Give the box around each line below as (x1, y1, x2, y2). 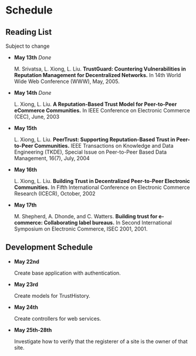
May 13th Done (13, 54, 52, 61)
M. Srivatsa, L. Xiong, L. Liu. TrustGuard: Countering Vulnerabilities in (13, 65, 186, 72)
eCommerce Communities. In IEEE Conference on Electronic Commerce (13, 107, 190, 114)
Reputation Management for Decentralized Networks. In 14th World (13, 72, 181, 78)
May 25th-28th (13, 326, 52, 333)
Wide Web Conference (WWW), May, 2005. (13, 78, 120, 85)
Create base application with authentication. (13, 269, 121, 277)
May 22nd (13, 258, 39, 265)
